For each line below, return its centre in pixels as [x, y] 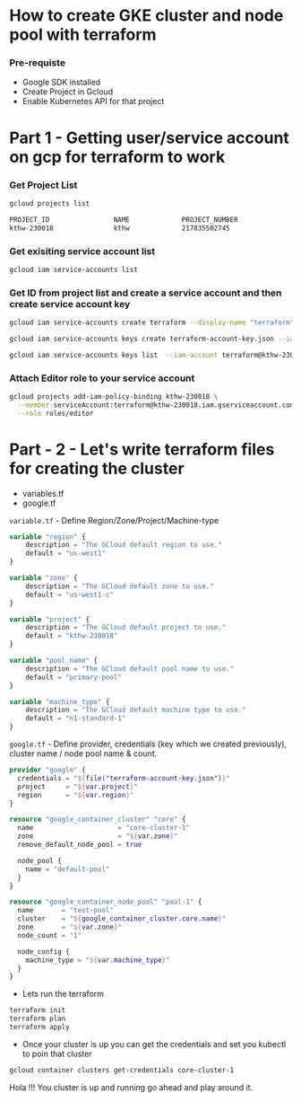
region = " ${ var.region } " [76, 795]
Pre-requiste [37, 63]
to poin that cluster [57, 1054]
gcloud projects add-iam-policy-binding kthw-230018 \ [114, 396]
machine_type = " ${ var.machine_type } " [98, 960]
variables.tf [43, 493]
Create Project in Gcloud [68, 92]
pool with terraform [83, 35]
